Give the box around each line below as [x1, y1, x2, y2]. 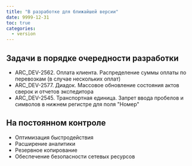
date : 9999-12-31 [6, 14, 49, 20]
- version [11, 31, 36, 37]
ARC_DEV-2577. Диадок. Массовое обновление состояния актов [14, 81, 180, 88]
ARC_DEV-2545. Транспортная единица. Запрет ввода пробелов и [14, 94, 184, 102]
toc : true [6, 20, 31, 26]
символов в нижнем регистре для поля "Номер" [14, 100, 140, 107]
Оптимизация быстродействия [14, 134, 94, 141]
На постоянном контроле [6, 118, 106, 128]
